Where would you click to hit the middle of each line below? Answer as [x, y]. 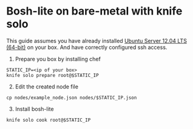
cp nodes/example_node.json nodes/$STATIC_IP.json [72, 98]
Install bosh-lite [34, 109]
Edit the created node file [47, 87]
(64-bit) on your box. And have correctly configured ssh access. [87, 47]
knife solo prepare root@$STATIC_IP [52, 75]
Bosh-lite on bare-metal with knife [94, 11]
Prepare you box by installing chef [58, 59]
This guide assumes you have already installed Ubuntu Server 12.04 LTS [96, 41]
